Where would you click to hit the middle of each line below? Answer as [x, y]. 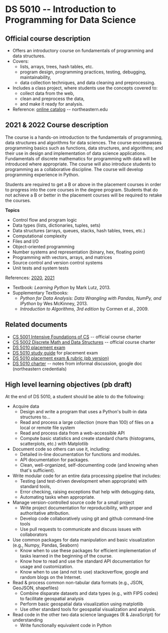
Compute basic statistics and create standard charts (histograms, [88, 438]
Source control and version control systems [57, 262]
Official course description [48, 38]
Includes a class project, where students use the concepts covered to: [85, 88]
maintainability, [36, 77]
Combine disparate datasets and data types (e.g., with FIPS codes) [89, 593]
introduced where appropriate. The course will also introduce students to [81, 164]
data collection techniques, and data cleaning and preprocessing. [88, 82]
